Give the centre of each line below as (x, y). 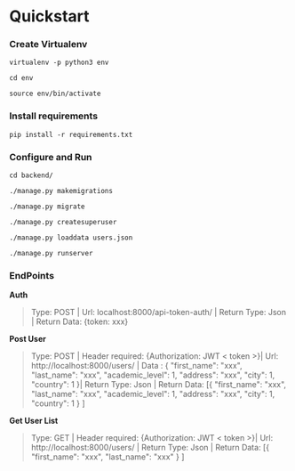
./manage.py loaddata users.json (71, 238)
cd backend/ (31, 175)
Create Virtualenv (48, 45)
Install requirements (54, 116)
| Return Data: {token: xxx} (80, 321)
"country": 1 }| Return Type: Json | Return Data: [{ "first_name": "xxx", (159, 385)
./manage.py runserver (51, 254)
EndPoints (32, 276)
